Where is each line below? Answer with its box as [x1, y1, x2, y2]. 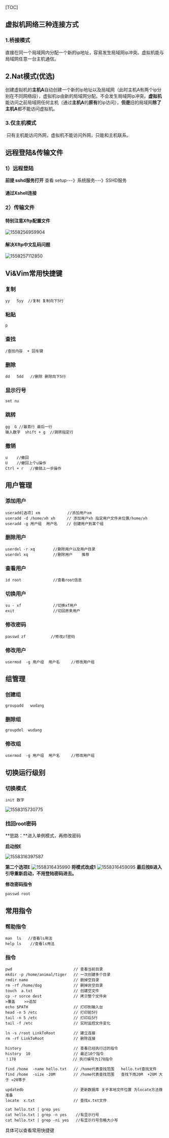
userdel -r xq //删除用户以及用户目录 [5, 546, 95, 551]
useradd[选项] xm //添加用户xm [5, 510, 92, 515]
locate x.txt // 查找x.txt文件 [5, 1098, 107, 1103]
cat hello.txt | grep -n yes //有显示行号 [5, 1113, 99, 1118]
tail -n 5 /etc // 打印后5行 [5, 1015, 98, 1020]
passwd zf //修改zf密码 [5, 634, 75, 639]
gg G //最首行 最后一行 [5, 424, 52, 429]
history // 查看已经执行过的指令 [5, 1046, 118, 1051]
